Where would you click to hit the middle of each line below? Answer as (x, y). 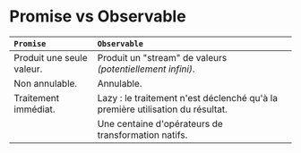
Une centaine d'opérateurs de (160, 123)
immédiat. (34, 109)
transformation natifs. (142, 134)
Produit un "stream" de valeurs (162, 57)
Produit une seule (51, 57)
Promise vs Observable (98, 17)
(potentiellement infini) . (146, 69)
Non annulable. (46, 83)
